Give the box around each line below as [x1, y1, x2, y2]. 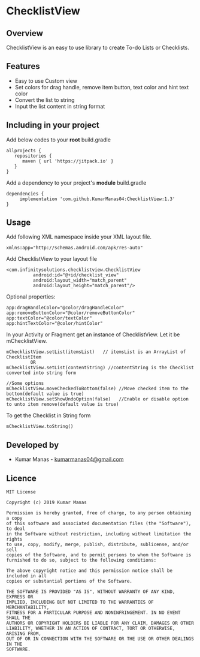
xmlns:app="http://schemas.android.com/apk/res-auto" [6, 245, 144, 251]
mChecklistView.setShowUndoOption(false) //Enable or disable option [6, 396, 189, 402]
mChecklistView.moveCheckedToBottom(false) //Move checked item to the [6, 385, 189, 392]
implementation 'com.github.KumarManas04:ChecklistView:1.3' [19, 196, 175, 202]
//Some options [6, 381, 44, 387]
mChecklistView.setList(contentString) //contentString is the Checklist [6, 364, 195, 371]
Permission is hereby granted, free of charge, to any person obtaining [6, 510, 192, 516]
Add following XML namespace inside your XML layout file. [6, 233, 151, 240]
